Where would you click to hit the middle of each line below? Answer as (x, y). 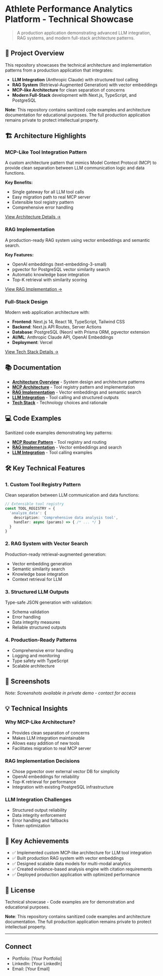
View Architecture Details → (33, 217)
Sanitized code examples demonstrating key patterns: (59, 433)
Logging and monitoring (36, 656)
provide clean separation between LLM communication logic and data (75, 168)
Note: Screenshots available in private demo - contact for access (71, 693)
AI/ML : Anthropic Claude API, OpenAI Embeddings (63, 337)
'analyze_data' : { (28, 513)
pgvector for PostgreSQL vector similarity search (61, 269)
